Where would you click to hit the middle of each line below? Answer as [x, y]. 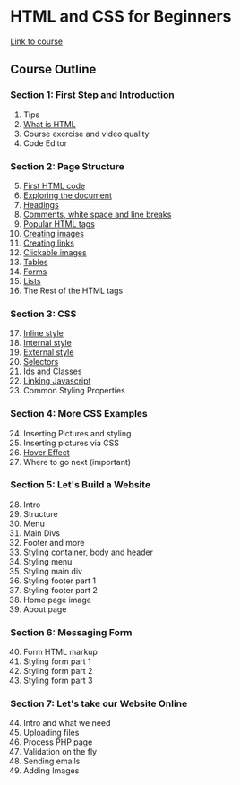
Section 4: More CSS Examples [79, 414]
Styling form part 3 [58, 681]
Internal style [47, 343]
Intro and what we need [67, 723]
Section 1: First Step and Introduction [92, 95]
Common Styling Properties [74, 391]
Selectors [41, 362]
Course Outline [53, 69]
